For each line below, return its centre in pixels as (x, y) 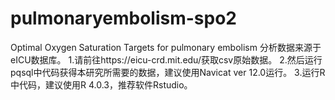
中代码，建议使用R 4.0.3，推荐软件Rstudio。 (101, 84)
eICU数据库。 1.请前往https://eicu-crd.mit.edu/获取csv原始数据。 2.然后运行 (166, 59)
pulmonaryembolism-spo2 (123, 18)
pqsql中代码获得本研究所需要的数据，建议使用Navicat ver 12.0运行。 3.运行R (168, 72)
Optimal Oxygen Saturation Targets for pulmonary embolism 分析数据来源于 (166, 47)
